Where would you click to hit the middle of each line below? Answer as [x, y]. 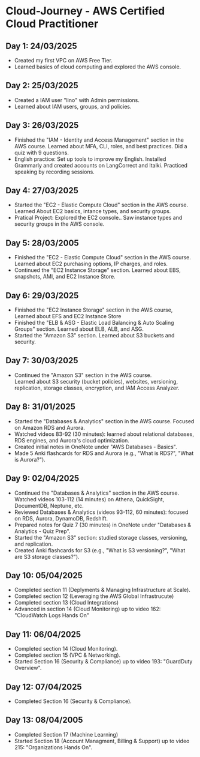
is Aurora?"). [30, 459]
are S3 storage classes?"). [47, 556]
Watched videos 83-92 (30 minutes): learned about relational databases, [104, 434]
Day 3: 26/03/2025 [42, 125]
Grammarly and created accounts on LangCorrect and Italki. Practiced [101, 165]
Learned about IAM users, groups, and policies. [73, 106]
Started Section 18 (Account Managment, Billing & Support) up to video [102, 741]
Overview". [28, 668]
